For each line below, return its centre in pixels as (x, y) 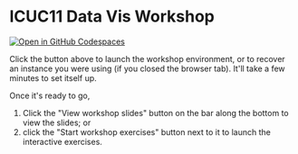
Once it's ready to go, (50, 95)
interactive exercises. (62, 141)
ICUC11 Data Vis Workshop (112, 17)
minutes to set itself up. (53, 77)
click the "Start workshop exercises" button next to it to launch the (147, 131)
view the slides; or (57, 122)
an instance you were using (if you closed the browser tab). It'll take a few (147, 68)
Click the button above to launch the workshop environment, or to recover (147, 59)
